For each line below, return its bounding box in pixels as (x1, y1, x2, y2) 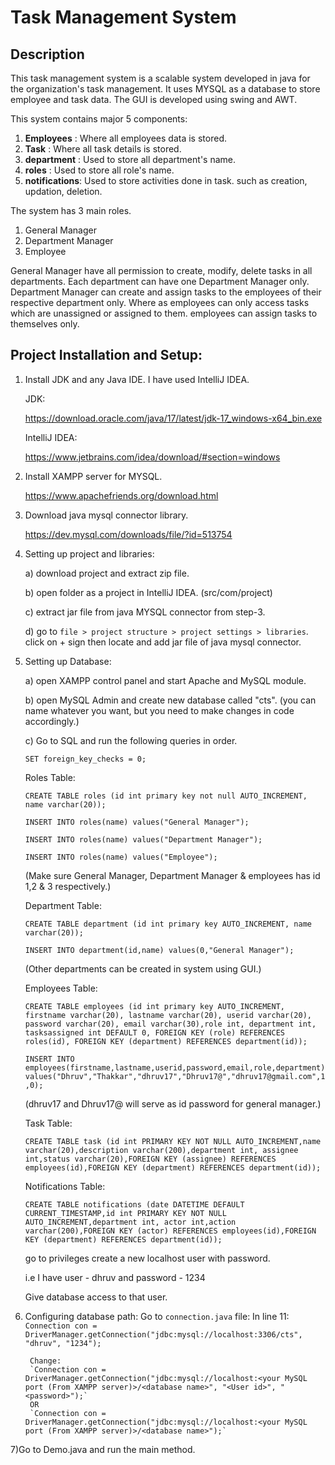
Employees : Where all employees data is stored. (24, 132, 227, 144)
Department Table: (24, 899, 102, 911)
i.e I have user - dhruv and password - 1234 (24, 1271, 206, 1283)
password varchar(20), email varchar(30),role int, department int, (24, 1019, 317, 1029)
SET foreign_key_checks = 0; (24, 754, 147, 764)
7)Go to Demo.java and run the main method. (10, 1443, 196, 1455)
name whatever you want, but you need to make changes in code (24, 704, 295, 716)
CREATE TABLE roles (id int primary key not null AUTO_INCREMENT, (24, 791, 308, 801)
